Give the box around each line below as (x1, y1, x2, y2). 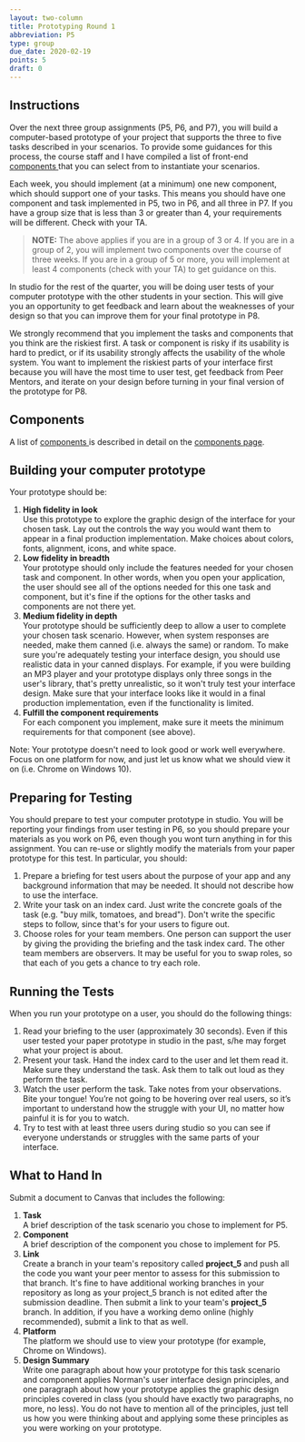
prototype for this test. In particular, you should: (9, 852, 188, 864)
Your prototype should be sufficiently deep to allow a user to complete (22, 620, 287, 631)
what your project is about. (22, 1044, 123, 1055)
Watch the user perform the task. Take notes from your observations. (22, 1084, 281, 1094)
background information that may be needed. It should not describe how (22, 880, 294, 892)
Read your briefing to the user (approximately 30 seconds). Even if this (22, 1025, 288, 1036)
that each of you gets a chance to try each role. (22, 957, 201, 969)
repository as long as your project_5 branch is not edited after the (22, 1286, 268, 1297)
